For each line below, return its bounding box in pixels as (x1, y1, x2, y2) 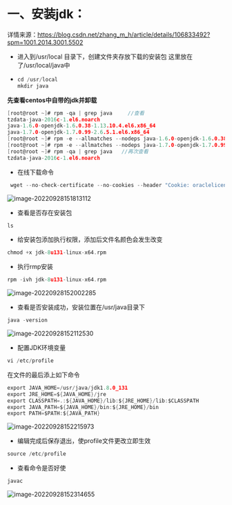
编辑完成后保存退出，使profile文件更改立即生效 (17, 437, 151, 445)
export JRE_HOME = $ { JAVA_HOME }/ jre (7, 390, 107, 397)
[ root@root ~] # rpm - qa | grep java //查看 (7, 110, 145, 117)
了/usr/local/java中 (17, 61, 70, 69)
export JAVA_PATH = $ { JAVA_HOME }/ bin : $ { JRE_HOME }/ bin (7, 404, 159, 410)
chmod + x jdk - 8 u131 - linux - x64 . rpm (7, 249, 107, 256)
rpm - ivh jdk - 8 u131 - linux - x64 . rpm (7, 277, 107, 284)
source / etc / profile (7, 450, 67, 457)
